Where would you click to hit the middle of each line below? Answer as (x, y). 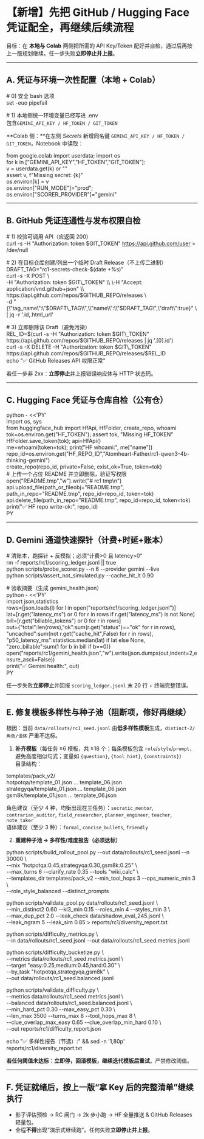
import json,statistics (32, 601)
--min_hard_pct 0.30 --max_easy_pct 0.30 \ (61, 1009)
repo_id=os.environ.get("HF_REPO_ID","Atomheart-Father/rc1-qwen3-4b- (98, 454)
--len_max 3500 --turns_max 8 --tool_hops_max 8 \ (71, 1016)
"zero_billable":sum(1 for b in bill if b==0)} (59, 647)
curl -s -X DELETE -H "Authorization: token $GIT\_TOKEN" (79, 347)
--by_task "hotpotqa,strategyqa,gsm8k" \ (58, 972)
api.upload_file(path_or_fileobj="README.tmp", (65, 487)
